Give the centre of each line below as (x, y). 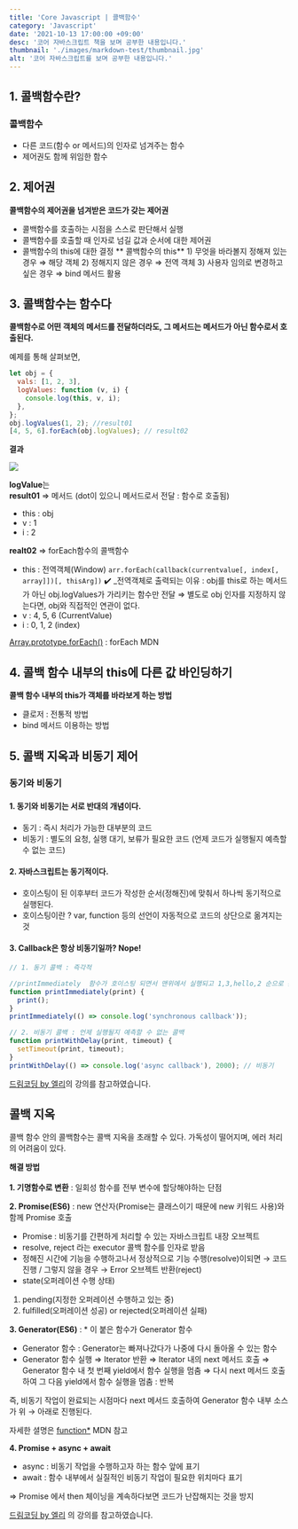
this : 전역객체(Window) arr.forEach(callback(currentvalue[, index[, (150, 569)
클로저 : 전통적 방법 (55, 714)
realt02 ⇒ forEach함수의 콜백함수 (69, 551)
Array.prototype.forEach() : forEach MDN (84, 642)
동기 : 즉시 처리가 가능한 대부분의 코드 (87, 827)
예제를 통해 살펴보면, (45, 357)
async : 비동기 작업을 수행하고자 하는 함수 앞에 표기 (111, 1466)
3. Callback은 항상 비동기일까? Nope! (75, 948)
